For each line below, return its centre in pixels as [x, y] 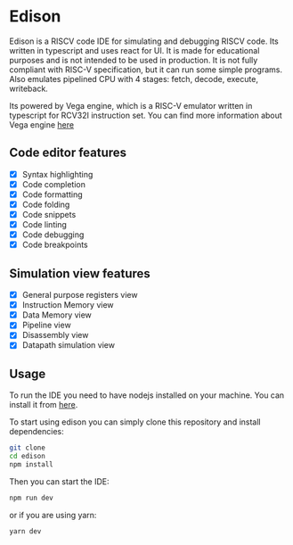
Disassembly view [55, 335]
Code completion [54, 184]
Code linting [44, 225]
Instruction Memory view [68, 305]
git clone [28, 448]
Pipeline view [46, 325]
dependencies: [37, 432]
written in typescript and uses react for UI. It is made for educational [134, 50]
